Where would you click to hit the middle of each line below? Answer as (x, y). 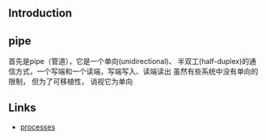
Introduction (40, 13)
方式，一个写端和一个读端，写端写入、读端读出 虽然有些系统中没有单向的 (137, 71)
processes (38, 127)
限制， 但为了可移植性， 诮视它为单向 (71, 82)
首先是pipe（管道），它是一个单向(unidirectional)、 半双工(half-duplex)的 (129, 62)
